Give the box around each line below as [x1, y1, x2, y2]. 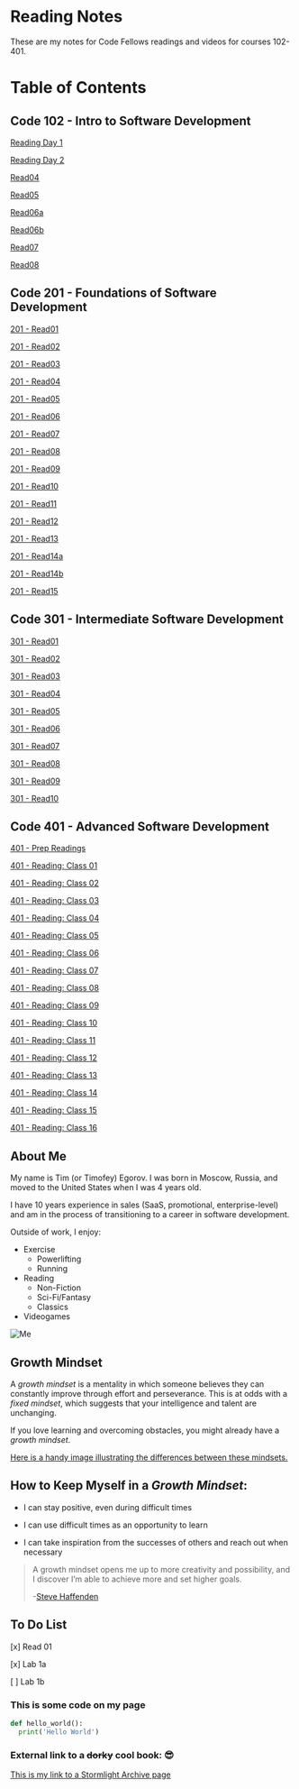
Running [36, 1263, 68, 1274]
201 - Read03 [10, 358, 61, 369]
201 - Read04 [10, 376, 61, 387]
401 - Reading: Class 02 [10, 877, 100, 889]
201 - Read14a [10, 550, 64, 561]
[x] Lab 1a [10, 1658, 47, 1669]
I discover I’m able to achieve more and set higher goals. [32, 1573, 242, 1584]
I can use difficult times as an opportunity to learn [23, 1519, 208, 1530]
